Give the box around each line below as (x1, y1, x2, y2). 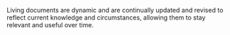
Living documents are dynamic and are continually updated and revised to (6, 6, 224, 14)
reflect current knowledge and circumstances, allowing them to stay (6, 13, 206, 22)
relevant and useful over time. (6, 21, 94, 29)
